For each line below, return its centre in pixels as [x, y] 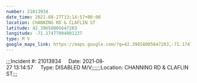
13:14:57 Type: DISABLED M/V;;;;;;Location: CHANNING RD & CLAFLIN [101, 67]
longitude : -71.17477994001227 [44, 34]
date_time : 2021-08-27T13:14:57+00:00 [53, 17]
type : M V [18, 39]
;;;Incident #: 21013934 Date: [44, 61]
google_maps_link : [28, 45]
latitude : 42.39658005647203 [42, 28]
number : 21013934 [27, 11]
